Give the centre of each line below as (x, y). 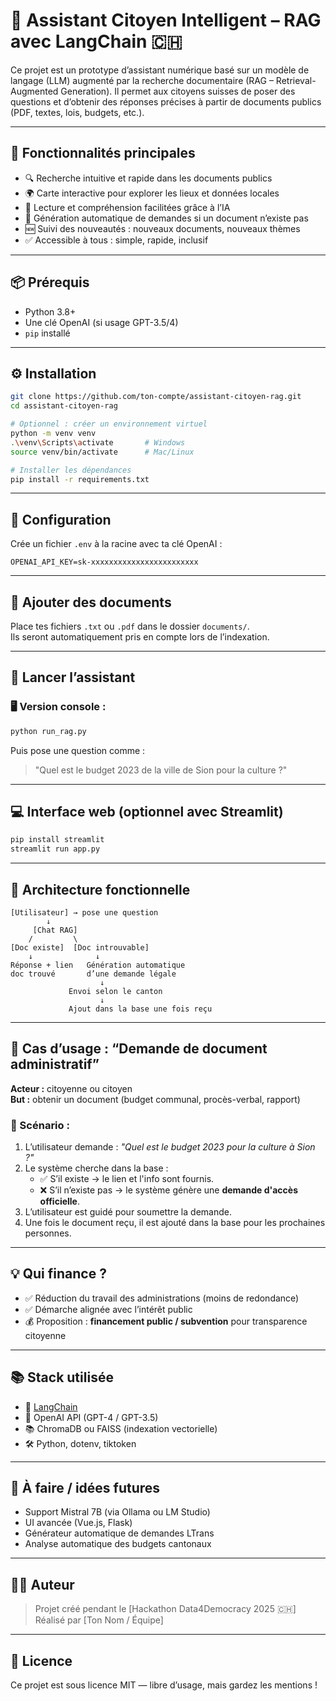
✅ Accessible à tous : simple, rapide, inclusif (116, 240)
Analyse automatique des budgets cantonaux (118, 1544)
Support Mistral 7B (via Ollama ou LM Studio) (117, 1512)
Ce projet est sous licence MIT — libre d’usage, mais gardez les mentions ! (164, 1685)
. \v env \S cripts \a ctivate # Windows (98, 442)
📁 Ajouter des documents (91, 602)
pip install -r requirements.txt (80, 479)
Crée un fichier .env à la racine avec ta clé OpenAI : (116, 544)
